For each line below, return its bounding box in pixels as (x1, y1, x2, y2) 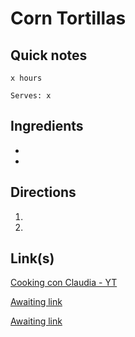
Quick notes (10, 47, 88, 64)
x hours (10, 73, 43, 83)
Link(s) (10, 250, 55, 267)
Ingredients (10, 118, 84, 135)
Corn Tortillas (10, 7, 127, 30)
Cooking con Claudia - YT (10, 277, 118, 289)
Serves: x (10, 91, 52, 101)
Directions (10, 184, 77, 201)
